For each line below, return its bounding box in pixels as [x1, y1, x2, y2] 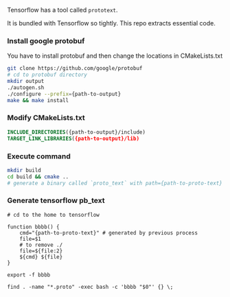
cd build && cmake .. [7, 173, 69, 180]
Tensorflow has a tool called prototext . [7, 6, 118, 14]
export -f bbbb [7, 271, 51, 278]
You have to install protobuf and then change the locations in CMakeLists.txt [7, 51, 223, 60]
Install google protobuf [7, 36, 85, 45]
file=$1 [19, 235, 41, 242]
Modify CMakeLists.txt [7, 113, 86, 123]
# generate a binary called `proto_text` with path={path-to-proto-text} [7, 180, 223, 187]
